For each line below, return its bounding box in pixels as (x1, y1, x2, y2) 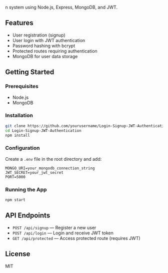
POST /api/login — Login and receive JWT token (12, 230, 114, 236)
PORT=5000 (5, 174, 26, 179)
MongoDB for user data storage (12, 53, 78, 59)
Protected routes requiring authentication (12, 48, 97, 54)
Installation (5, 112, 33, 119)
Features (5, 19, 33, 27)
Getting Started (5, 68, 54, 77)
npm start (5, 197, 26, 202)
